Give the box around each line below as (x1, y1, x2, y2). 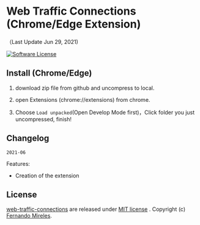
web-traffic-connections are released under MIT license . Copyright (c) (6, 205, 186, 213)
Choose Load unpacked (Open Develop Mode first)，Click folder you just (15, 109, 195, 116)
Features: (6, 160, 31, 167)
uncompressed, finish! (15, 115, 72, 123)
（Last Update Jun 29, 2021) (6, 38, 78, 45)
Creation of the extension (15, 172, 80, 179)
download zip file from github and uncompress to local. (15, 84, 155, 91)
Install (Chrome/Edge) (6, 68, 92, 79)
